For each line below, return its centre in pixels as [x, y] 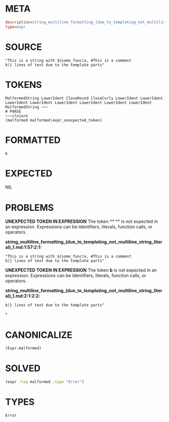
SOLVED [23, 368]
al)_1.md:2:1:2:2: [23, 296]
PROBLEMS [29, 207]
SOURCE [24, 47]
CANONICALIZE [39, 335]
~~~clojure [17, 116]
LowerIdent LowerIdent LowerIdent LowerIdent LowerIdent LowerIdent [78, 103]
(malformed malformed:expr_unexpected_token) [54, 120]
